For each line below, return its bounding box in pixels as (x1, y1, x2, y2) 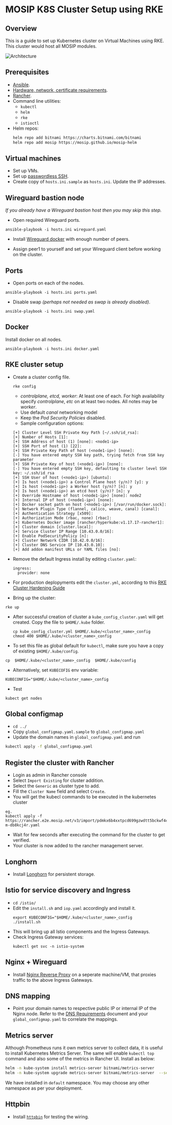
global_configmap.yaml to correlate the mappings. (12, 1016, 118, 1022)
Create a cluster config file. (12, 374, 71, 380)
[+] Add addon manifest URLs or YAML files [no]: (12, 547, 121, 552)
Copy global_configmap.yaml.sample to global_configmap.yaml (12, 729, 145, 735)
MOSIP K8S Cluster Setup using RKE (5, 4, 164, 15)
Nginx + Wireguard (5, 958, 68, 966)
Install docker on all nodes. (5, 336, 62, 342)
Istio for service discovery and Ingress (5, 886, 131, 894)
